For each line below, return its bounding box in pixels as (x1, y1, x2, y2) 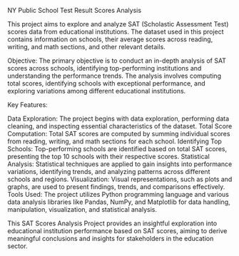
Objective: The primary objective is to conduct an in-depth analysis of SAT (7, 56, 227, 65)
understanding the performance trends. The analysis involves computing (7, 71, 221, 80)
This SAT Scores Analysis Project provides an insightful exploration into (7, 219, 218, 227)
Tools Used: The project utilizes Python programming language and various (7, 190, 230, 198)
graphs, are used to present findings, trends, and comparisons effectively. (7, 183, 225, 191)
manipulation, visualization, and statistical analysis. (7, 205, 157, 213)
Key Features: (7, 101, 48, 109)
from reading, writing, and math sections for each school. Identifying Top (7, 137, 223, 145)
